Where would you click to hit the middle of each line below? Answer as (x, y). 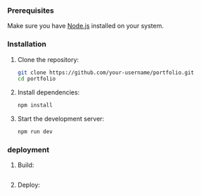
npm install (35, 105)
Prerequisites (31, 11)
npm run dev (35, 132)
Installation (27, 44)
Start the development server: (61, 119)
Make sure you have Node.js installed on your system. (85, 26)
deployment (28, 150)
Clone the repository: (48, 59)
